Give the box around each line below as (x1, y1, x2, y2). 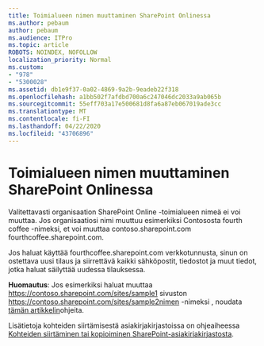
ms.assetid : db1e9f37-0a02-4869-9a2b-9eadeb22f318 (8, 85, 179, 94)
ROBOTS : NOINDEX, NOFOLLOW (8, 48, 98, 56)
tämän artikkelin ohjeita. (8, 305, 85, 314)
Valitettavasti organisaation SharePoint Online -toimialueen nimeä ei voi (8, 207, 241, 217)
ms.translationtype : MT (8, 108, 87, 116)
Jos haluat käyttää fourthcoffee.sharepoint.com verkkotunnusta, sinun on (8, 248, 248, 257)
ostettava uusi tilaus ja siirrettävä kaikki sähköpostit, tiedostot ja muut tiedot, (8, 256, 258, 266)
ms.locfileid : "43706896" (8, 129, 94, 137)
